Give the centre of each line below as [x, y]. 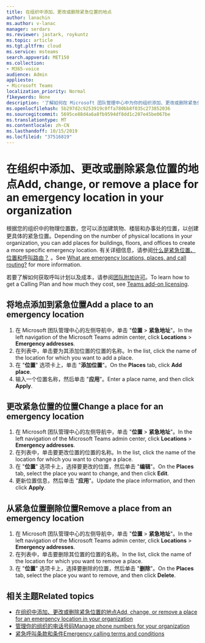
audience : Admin [27, 74]
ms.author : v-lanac [31, 23]
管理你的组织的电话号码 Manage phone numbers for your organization [103, 626]
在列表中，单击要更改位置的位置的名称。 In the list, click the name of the [105, 452]
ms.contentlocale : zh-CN [38, 126]
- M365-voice [23, 69]
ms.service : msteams [33, 52]
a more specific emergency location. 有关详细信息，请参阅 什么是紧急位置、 [101, 250]
